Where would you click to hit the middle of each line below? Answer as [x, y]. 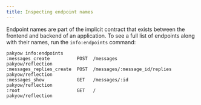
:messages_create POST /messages [62, 58]
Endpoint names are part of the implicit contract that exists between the [96, 29]
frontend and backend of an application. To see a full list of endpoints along [100, 36]
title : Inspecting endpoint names [50, 12]
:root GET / [51, 90]
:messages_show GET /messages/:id [68, 80]
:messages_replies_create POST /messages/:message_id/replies [89, 69]
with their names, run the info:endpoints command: [71, 42]
